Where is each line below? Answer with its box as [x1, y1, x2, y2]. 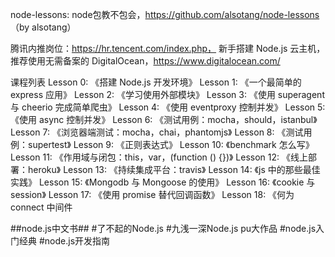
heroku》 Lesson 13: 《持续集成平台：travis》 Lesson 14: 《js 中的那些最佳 [27, 164, 321, 175]
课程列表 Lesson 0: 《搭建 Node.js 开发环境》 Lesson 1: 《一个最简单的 [10, 76, 302, 88]
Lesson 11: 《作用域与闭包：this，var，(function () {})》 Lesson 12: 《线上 [10, 151, 308, 163]
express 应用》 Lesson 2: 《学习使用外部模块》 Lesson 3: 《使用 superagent [10, 89, 325, 100]
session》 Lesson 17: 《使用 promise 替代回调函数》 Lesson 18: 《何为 [10, 189, 295, 200]
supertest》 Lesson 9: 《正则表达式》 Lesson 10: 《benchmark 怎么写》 [27, 139, 315, 150]
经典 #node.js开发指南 [18, 235, 111, 247]
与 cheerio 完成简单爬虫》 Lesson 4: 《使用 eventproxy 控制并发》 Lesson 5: [10, 101, 326, 113]
